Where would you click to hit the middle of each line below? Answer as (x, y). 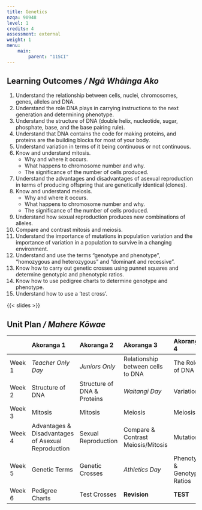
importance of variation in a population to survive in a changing (94, 243)
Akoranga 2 (97, 345)
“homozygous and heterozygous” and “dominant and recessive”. (95, 262)
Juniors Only (97, 367)
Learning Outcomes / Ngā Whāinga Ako (83, 81)
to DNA (134, 374)
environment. (32, 249)
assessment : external (34, 34)
